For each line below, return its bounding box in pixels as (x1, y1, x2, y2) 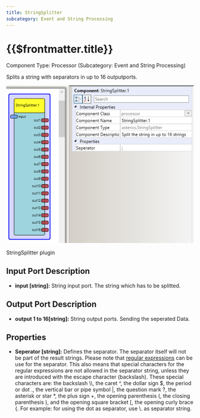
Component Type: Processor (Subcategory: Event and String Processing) (6, 62, 186, 69)
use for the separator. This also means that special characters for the (14, 361, 185, 368)
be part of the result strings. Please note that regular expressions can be (14, 354, 193, 361)
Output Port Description (6, 300, 97, 310)
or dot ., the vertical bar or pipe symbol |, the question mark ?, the (14, 386, 177, 393)
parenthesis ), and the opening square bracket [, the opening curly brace (14, 399, 193, 406)
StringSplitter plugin (6, 249, 55, 256)
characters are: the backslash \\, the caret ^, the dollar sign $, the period (14, 380, 192, 387)
